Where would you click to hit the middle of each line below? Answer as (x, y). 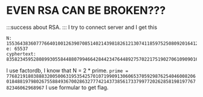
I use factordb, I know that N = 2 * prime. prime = (67, 70)
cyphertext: (21, 54)
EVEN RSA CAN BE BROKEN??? (86, 11)
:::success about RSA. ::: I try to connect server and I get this (82, 27)
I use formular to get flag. (77, 87)
